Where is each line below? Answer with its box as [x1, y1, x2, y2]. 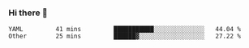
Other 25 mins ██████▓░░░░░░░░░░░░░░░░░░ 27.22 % [8, 32, 242, 41]
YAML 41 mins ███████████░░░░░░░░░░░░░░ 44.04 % [8, 26, 242, 34]
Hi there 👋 [8, 7, 49, 18]
